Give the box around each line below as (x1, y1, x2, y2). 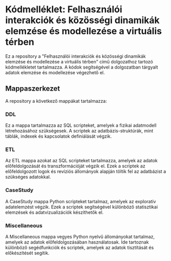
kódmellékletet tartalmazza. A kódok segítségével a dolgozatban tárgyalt (5, 64, 158, 70)
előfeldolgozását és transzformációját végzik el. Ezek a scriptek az (5, 163, 145, 169)
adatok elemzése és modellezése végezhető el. (5, 69, 105, 75)
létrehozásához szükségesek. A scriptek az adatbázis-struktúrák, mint (5, 128, 154, 134)
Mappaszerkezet (5, 84, 60, 93)
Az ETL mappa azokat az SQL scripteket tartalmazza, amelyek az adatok (5, 158, 158, 164)
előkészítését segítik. (5, 250, 50, 256)
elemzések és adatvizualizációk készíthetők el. (5, 209, 104, 215)
